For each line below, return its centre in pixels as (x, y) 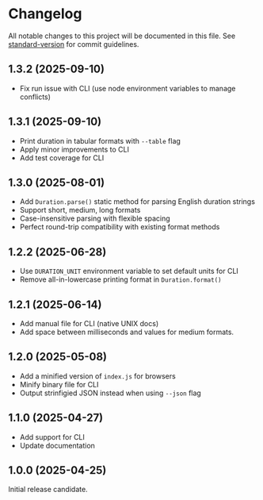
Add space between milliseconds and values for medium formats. (127, 332)
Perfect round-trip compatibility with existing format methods (120, 227)
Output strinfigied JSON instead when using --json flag (111, 393)
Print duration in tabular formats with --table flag (100, 140)
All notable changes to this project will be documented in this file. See (122, 36)
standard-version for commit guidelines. (74, 44)
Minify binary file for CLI (59, 384)
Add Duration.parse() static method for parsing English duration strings (137, 202)
